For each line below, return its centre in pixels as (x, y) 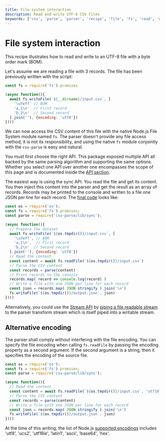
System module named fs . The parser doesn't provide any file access (76, 137)
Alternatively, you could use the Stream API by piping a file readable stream (82, 307)
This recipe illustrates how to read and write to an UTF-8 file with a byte (78, 57)
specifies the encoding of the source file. (47, 355)
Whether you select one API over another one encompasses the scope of (79, 167)
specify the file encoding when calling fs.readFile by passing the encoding (82, 345)
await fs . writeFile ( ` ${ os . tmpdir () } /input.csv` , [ (62, 234)
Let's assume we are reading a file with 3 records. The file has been (74, 71)
